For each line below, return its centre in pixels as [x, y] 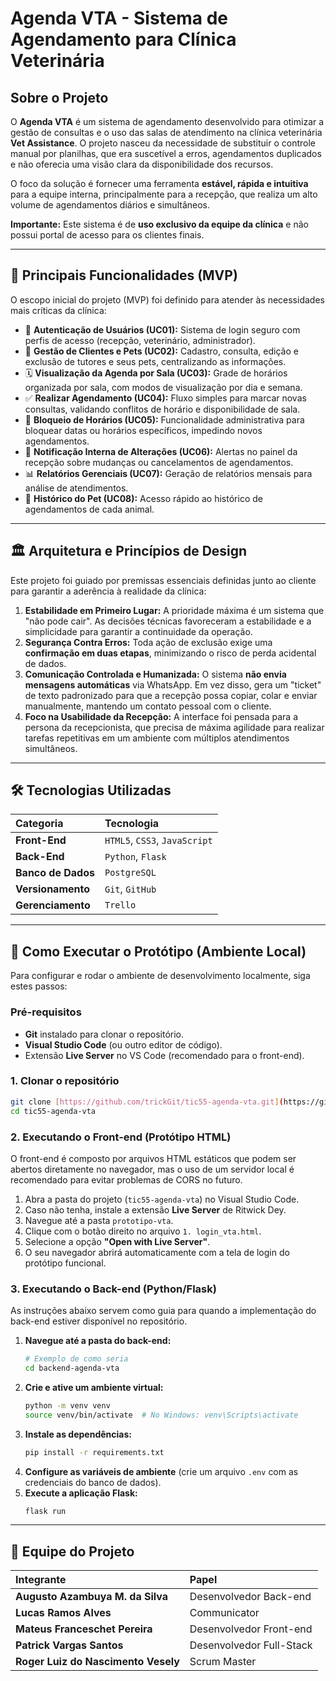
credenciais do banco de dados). [93, 1482]
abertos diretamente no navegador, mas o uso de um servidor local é [152, 1169]
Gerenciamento [53, 905]
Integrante [41, 1580]
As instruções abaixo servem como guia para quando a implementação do [163, 1311]
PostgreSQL [130, 873]
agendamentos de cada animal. [89, 509]
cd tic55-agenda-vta [53, 1111]
